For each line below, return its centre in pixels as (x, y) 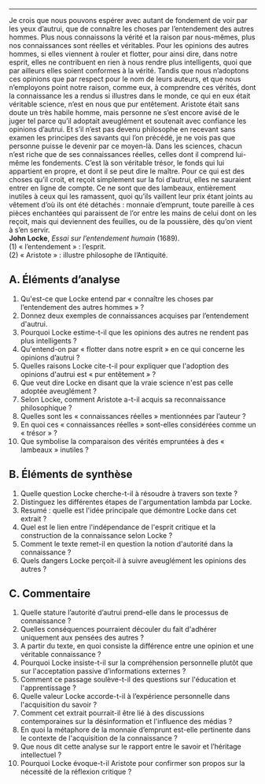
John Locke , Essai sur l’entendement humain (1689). (94, 238)
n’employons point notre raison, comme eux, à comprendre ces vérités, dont (132, 87)
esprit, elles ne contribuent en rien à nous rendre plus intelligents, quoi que (131, 62)
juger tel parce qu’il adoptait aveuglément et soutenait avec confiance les (128, 121)
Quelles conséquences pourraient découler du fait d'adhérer (118, 629)
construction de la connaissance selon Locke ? (96, 535)
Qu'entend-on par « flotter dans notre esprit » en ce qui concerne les (132, 349)
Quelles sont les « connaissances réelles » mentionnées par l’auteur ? (133, 416)
